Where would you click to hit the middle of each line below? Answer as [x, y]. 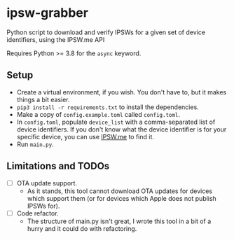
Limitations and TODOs [58, 166]
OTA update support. [47, 183]
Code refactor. [37, 213]
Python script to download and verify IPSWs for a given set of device [106, 32]
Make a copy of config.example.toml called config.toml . [98, 114]
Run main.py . [35, 144]
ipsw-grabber [48, 13]
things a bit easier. [43, 99]
